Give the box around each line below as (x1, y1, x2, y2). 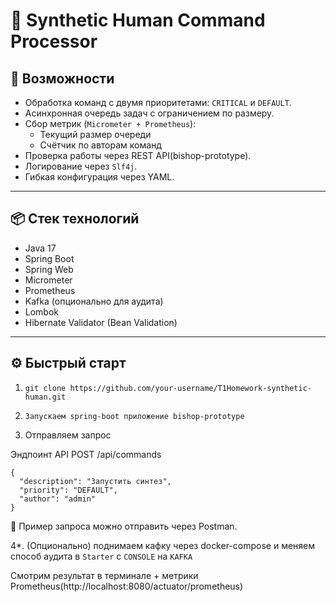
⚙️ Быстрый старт (10, 355, 127, 372)
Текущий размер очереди (39, 129, 152, 140)
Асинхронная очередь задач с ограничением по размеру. (24, 107, 275, 119)
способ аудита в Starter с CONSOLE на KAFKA (10, 550, 193, 562)
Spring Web (24, 263, 74, 275)
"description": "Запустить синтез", (19, 476, 172, 486)
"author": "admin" (19, 494, 97, 504)
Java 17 (24, 242, 57, 254)
